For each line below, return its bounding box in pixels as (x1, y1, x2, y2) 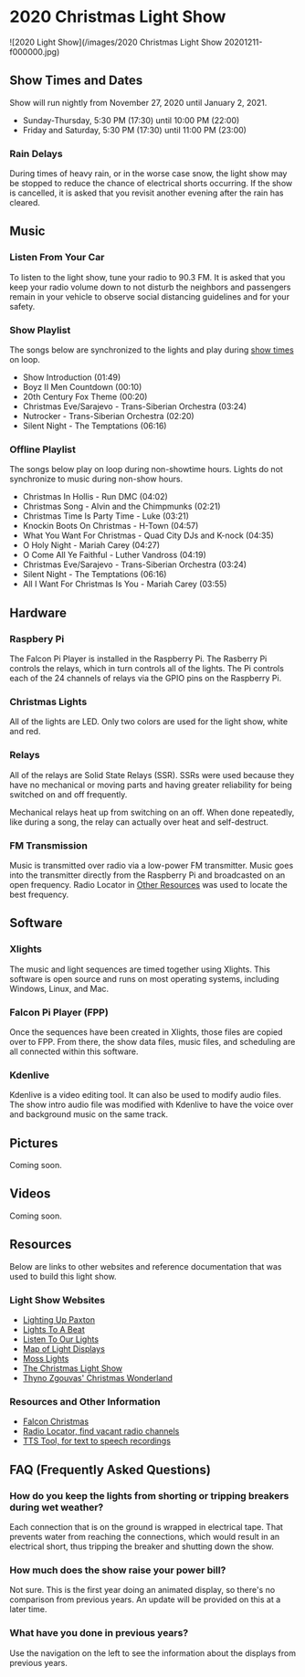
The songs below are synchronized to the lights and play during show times (9, 344, 294, 355)
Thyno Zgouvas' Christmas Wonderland (22, 1372, 174, 1383)
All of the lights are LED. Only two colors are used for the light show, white (9, 716, 289, 727)
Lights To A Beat (22, 1324, 85, 1334)
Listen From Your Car (9, 251, 105, 264)
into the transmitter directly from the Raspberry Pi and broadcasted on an (9, 870, 286, 881)
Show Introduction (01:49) (22, 372, 121, 383)
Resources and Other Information (9, 1395, 162, 1408)
